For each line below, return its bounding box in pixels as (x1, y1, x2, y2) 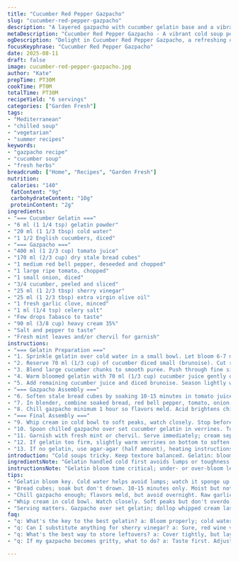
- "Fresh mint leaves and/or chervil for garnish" (7, 333, 160, 340)
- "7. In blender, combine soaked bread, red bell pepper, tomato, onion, (7, 399, 233, 406)
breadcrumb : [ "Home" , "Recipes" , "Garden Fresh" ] (7, 168, 157, 176)
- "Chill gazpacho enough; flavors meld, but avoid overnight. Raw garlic (7, 491, 233, 498)
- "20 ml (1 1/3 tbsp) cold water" (7, 227, 113, 235)
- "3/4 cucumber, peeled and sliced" (7, 281, 119, 288)
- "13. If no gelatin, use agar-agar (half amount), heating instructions (7, 445, 233, 452)
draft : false (7, 57, 46, 64)
